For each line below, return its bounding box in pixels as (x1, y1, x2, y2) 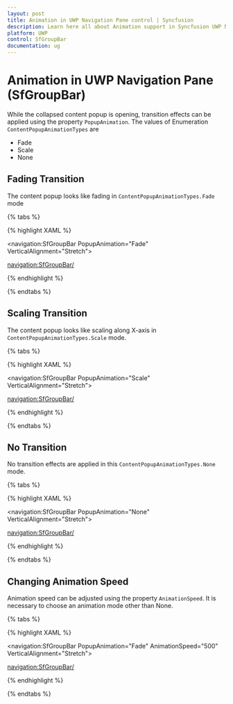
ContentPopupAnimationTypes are (7, 124, 99, 133)
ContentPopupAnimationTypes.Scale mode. (7, 333, 127, 341)
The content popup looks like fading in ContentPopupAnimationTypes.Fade (7, 192, 215, 200)
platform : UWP (7, 29, 49, 37)
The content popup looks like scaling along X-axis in (7, 326, 157, 334)
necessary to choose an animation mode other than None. (7, 602, 173, 610)
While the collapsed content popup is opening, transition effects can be (7, 110, 212, 118)
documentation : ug (7, 42, 60, 49)
